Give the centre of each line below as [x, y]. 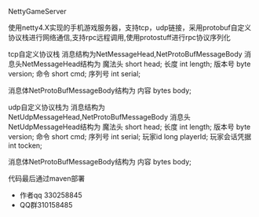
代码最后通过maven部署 [46, 178]
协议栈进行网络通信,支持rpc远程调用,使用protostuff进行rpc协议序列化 [120, 37]
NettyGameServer [37, 11]
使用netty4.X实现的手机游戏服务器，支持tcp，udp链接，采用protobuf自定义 [130, 28]
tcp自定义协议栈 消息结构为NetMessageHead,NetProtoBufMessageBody [125, 54]
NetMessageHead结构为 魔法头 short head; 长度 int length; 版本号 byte [136, 64]
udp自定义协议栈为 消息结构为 [57, 107]
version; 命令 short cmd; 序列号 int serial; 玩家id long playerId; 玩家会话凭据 [130, 136]
